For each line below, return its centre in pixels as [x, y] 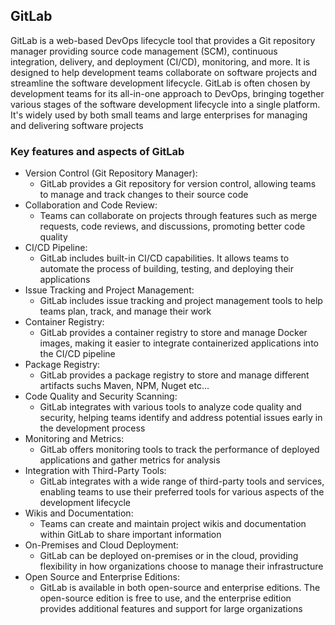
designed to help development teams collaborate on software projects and [164, 72]
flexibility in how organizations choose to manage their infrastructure [181, 566]
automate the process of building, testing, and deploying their [167, 269]
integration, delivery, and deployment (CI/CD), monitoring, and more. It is [160, 61]
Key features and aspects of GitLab [97, 151]
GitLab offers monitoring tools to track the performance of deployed [179, 450]
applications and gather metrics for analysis [130, 460]
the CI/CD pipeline [77, 354]
